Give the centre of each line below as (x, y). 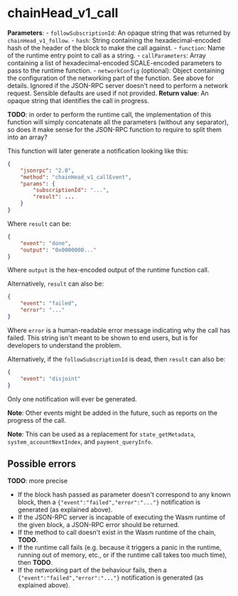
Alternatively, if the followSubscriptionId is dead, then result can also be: (117, 359)
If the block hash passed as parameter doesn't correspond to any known (124, 494)
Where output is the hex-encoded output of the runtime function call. (108, 270)
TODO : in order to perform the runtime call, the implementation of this (109, 114)
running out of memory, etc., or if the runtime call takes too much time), (122, 555)
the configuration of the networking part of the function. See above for (111, 78)
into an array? (27, 137)
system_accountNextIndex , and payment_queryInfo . (80, 441)
